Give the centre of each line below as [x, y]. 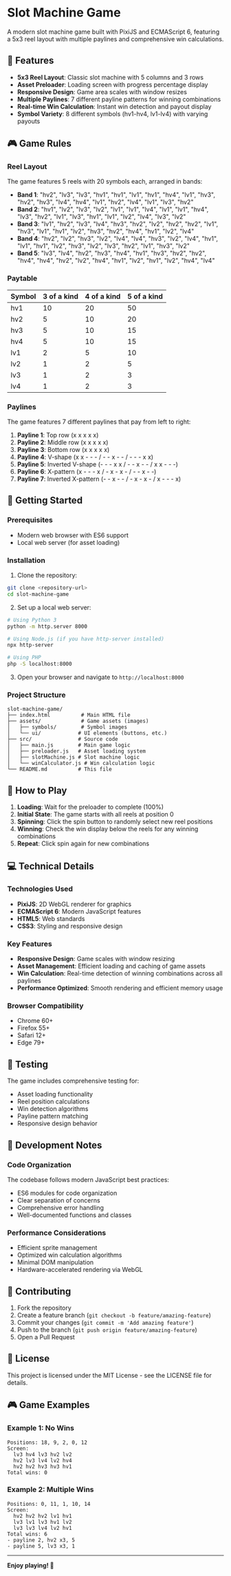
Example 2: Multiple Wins [51, 1489]
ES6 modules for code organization [67, 1193]
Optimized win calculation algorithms [69, 1255]
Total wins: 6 [27, 1534]
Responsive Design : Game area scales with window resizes [102, 91]
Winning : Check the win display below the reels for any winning [108, 829]
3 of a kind [60, 296]
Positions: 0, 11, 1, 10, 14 [49, 1504]
